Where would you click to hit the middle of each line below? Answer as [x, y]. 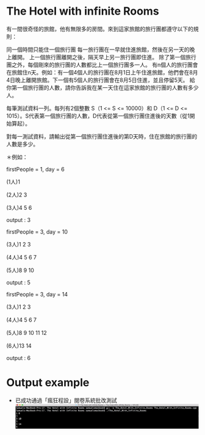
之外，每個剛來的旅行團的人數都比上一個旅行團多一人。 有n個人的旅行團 [102, 65]
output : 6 [19, 358]
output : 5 [18, 282]
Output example [48, 383]
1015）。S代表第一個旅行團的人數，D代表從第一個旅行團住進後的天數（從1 [98, 116]
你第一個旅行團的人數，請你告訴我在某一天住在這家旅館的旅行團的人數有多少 [103, 87]
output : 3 [19, 220]
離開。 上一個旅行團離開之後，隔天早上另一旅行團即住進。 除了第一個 [99, 57]
